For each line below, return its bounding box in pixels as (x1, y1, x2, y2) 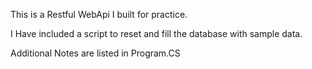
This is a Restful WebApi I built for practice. (10, 9, 188, 20)
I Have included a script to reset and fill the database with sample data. (10, 28, 303, 39)
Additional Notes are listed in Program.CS (10, 47, 181, 59)
